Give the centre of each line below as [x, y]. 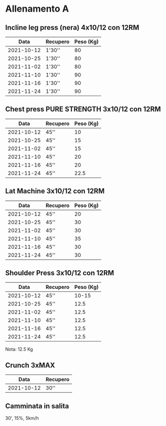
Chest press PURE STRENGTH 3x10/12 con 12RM [83, 109]
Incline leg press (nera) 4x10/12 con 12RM [72, 28]
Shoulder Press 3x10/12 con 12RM [60, 273]
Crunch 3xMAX [30, 365]
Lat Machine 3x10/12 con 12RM [55, 191]
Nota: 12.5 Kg [19, 349]
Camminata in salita [37, 406]
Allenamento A [37, 9]
